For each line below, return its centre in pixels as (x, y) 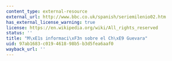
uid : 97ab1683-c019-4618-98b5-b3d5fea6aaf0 (60, 44)
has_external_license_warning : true (51, 22)
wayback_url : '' (26, 49)
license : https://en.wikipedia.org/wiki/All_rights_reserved (82, 28)
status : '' (19, 33)
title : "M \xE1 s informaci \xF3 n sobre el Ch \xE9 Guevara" (77, 38)
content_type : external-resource (47, 11)
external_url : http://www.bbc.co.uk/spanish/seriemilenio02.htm (86, 17)
